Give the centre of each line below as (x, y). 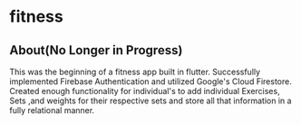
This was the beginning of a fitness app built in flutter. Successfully (135, 72)
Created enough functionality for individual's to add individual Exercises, (145, 91)
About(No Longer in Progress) (96, 50)
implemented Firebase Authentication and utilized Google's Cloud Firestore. (150, 82)
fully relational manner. (52, 110)
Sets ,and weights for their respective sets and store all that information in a (150, 101)
